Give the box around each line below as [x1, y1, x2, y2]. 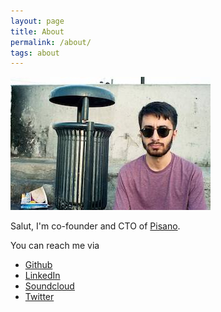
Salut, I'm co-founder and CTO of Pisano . [10, 220, 181, 232]
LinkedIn [24, 270, 61, 282]
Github [24, 259, 53, 271]
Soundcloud [24, 280, 75, 292]
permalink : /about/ [10, 37, 92, 47]
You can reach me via [10, 240, 100, 252]
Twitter [24, 291, 55, 303]
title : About [10, 26, 65, 37]
